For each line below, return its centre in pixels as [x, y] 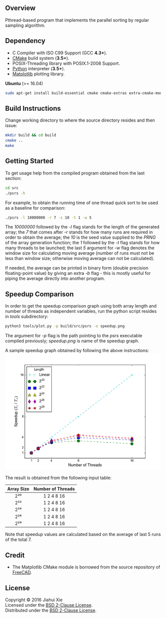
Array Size [18, 488]
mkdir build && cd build [31, 135]
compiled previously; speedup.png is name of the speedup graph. [72, 341]
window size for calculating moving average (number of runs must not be [80, 253]
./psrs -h [15, 193]
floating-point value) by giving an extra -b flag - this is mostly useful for [78, 273]
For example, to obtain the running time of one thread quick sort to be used [82, 203]
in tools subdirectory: [27, 316]
